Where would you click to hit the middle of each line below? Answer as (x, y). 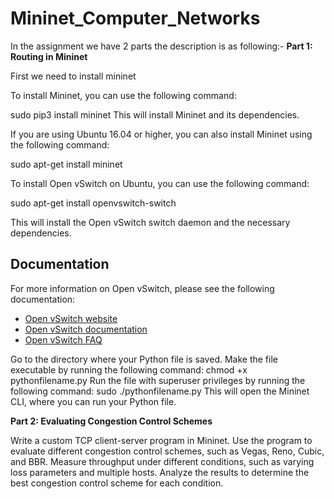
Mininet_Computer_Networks (135, 18)
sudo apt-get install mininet (66, 164)
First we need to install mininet (73, 76)
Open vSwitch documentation (86, 329)
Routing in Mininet (49, 56)
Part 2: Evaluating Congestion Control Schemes (111, 421)
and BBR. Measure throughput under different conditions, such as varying (162, 461)
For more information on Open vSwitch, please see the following (142, 288)
